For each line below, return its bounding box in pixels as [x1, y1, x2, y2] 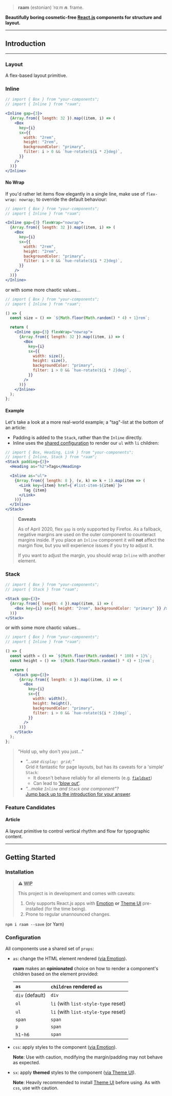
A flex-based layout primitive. [5, 72, 68, 79]
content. [5, 833, 23, 839]
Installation [5, 868, 34, 876]
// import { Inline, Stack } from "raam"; [5, 455, 97, 460]
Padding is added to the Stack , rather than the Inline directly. [12, 434, 143, 441]
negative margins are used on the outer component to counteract [17, 532, 156, 538]
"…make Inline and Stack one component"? [25, 785, 119, 791]
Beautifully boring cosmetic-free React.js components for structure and [5, 14, 162, 20]
